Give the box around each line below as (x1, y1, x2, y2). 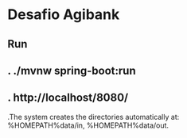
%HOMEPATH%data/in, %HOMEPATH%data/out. (7, 121, 169, 130)
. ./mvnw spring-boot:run (7, 63, 136, 77)
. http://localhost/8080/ (7, 91, 129, 105)
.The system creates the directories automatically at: (7, 112, 180, 121)
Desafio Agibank (7, 6, 120, 24)
